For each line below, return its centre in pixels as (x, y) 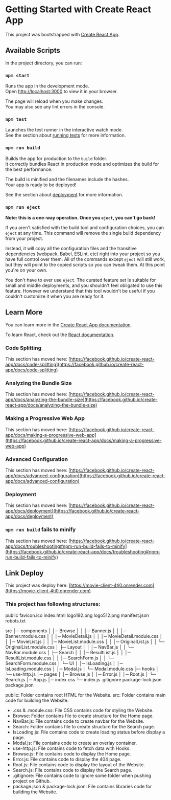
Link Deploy (25, 573)
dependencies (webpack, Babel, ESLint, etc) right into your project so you (83, 254)
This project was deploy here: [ (38, 585)
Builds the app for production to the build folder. (56, 158)
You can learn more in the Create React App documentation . (69, 325)
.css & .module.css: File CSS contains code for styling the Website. (83, 710)
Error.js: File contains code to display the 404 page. (67, 759)
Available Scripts (33, 50)
